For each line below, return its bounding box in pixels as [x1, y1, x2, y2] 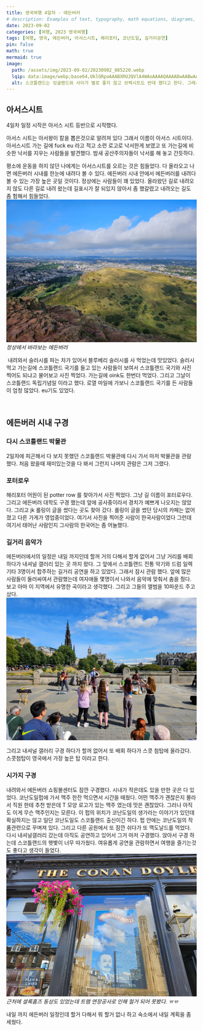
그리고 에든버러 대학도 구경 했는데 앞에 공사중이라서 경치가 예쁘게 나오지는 [6, 499, 181, 506]
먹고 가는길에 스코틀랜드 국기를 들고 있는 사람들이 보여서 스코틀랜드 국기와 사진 [6, 364, 192, 371]
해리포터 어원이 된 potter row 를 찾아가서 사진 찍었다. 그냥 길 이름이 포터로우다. [6, 491, 193, 499]
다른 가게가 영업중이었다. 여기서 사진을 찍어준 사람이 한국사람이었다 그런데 [17, 514, 192, 522]
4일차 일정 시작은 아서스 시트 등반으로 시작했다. [6, 121, 118, 129]
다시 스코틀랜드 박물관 [6, 438, 66, 446]
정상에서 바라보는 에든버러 [6, 344, 68, 351]
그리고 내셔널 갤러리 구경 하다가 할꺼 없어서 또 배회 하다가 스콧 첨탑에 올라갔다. [6, 747, 192, 755]
